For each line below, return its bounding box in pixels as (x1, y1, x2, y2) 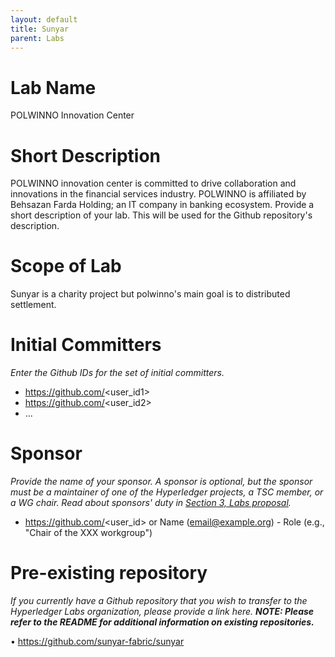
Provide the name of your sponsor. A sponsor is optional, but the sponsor (10, 476, 313, 488)
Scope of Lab (10, 255, 122, 278)
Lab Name (10, 76, 97, 99)
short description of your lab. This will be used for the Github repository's (10, 209, 313, 221)
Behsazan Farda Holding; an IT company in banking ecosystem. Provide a (10, 199, 315, 211)
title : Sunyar (10, 24, 70, 34)
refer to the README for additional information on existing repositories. (10, 616, 315, 628)
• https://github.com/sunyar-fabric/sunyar (10, 636, 185, 647)
